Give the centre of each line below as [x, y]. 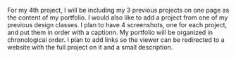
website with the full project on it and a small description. [90, 47]
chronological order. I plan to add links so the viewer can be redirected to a [116, 40]
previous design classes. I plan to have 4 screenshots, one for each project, [117, 25]
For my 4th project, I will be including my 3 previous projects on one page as [118, 10]
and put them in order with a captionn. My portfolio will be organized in [110, 32]
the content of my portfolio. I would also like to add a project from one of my [118, 17]
